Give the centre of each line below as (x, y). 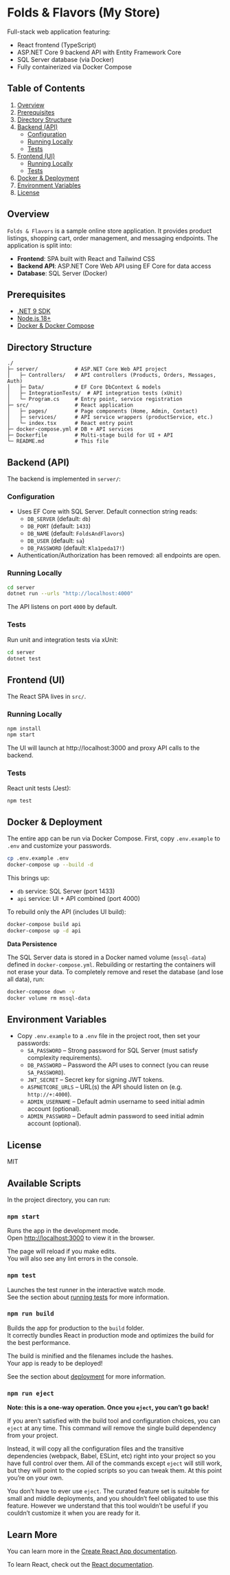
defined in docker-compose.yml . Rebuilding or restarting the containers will (112, 964)
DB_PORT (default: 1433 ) (59, 526)
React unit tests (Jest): (39, 788)
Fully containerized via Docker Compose (74, 67)
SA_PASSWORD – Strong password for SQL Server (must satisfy (113, 1050)
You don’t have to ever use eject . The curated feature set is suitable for (108, 1491)
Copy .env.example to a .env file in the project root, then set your (108, 1036)
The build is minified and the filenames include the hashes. (90, 1356)
